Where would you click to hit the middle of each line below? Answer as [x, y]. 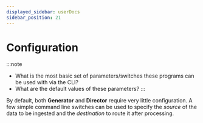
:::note [14, 64]
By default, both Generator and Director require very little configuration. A [99, 101]
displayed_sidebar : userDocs [43, 12]
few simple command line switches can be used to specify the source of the [102, 107]
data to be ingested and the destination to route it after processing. [90, 113]
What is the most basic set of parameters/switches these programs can [105, 76]
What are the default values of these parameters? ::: [80, 89]
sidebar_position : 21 [34, 18]
